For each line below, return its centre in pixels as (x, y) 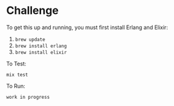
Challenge (33, 11)
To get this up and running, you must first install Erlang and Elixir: (87, 27)
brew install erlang (41, 46)
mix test (17, 75)
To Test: (16, 64)
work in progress (28, 97)
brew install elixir (41, 52)
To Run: (16, 86)
